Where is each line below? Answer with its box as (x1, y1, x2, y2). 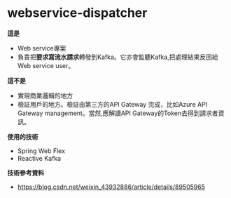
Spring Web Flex (17, 146, 65, 155)
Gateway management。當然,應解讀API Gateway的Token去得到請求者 (17, 109, 218, 117)
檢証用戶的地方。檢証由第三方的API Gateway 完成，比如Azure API (17, 100, 208, 108)
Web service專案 (17, 44, 66, 52)
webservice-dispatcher (7, 5, 148, 21)
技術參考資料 (7, 169, 44, 177)
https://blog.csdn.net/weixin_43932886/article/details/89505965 (17, 183, 205, 191)
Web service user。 (17, 61, 75, 70)
